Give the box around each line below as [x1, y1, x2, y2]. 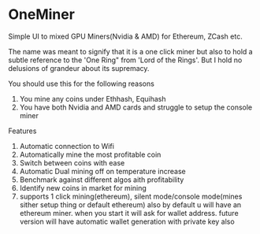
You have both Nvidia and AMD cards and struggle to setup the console [19, 102, 253, 112]
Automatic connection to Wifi [19, 141, 114, 150]
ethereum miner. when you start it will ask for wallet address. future [19, 208, 239, 217]
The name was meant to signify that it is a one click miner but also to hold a [8, 46, 254, 56]
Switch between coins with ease [19, 158, 125, 167]
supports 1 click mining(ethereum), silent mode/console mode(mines [19, 191, 243, 201]
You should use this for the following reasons [8, 79, 155, 88]
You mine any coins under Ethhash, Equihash [19, 94, 166, 103]
